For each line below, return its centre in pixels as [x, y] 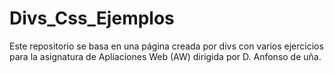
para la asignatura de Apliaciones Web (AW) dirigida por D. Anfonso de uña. [165, 56]
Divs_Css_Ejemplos [92, 18]
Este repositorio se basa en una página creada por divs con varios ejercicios [166, 46]
